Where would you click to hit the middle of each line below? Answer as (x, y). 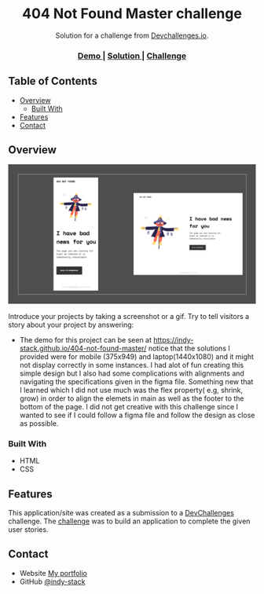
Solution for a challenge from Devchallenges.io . (132, 35)
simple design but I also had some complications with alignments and (132, 373)
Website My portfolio (53, 573)
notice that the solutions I (189, 348)
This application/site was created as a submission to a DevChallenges (121, 513)
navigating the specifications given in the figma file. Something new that (136, 381)
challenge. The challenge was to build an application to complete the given (129, 521)
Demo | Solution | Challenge (132, 56)
